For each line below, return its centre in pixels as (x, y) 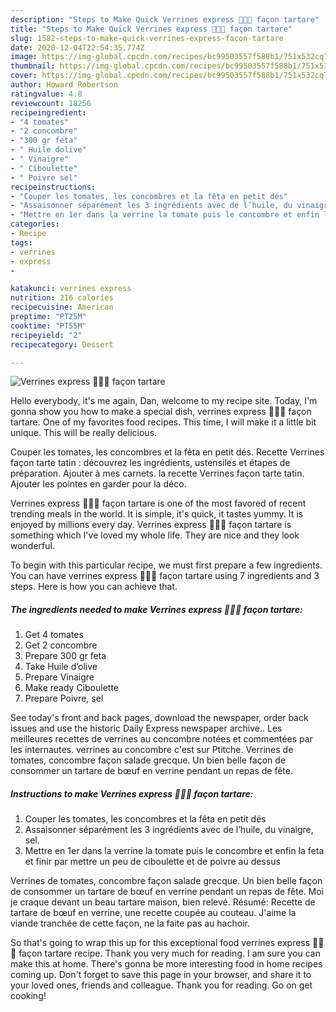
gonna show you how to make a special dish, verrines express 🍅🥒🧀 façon (161, 412)
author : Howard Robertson (64, 85)
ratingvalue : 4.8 (46, 94)
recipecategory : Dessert (62, 344)
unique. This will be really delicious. (84, 433)
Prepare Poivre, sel (64, 698)
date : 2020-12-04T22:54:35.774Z (77, 47)
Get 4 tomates (54, 635)
